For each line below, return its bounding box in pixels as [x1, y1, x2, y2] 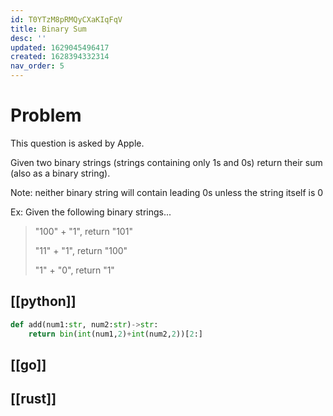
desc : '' [10, 33, 47, 43]
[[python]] [10, 293, 77, 310]
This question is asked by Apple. [10, 137, 145, 149]
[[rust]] [10, 391, 57, 408]
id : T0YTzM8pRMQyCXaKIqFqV [10, 14, 123, 25]
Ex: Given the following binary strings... [10, 206, 172, 218]
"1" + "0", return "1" [34, 264, 115, 276]
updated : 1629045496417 [10, 42, 110, 53]
